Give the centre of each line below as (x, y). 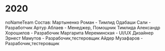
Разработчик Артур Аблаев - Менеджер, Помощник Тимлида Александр (83, 27)
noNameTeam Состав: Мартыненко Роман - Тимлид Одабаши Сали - (78, 22)
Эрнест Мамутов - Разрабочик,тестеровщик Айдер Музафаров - (74, 38)
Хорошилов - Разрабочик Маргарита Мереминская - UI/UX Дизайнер (80, 33)
